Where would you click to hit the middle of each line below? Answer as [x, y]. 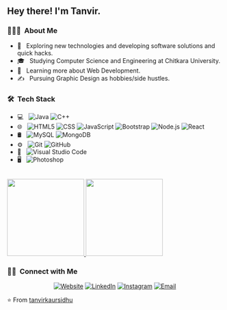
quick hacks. [35, 53]
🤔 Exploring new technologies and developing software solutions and [116, 46]
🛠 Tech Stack [31, 99]
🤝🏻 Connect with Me [42, 271]
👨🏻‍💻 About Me [32, 31]
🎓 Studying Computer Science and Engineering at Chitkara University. [119, 60]
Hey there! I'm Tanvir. [54, 11]
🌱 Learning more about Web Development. [79, 70]
